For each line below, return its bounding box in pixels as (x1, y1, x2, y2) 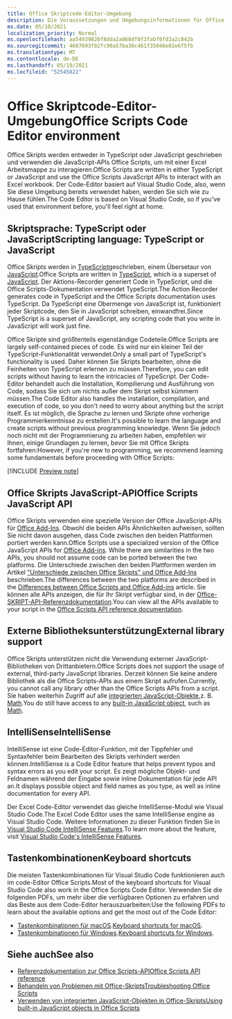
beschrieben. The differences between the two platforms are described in (7, 576, 216, 584)
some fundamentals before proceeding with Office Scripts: (7, 453, 175, 462)
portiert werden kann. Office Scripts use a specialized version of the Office (7, 539, 220, 547)
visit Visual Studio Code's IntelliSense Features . (7, 832, 143, 840)
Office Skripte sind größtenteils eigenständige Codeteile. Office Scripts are (7, 335, 219, 344)
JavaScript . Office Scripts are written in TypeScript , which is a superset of (7, 270, 217, 279)
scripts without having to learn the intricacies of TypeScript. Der (7, 373, 190, 381)
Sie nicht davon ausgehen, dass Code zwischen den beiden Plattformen (7, 531, 213, 539)
